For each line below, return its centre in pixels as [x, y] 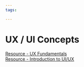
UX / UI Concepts [43, 39]
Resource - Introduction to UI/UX [40, 59]
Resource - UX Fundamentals [36, 53]
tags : [11, 10]
